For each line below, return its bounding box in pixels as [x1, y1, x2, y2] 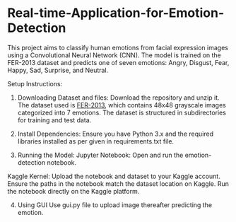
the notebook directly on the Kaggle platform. [7, 187, 140, 195]
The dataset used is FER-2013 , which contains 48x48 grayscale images [17, 100, 226, 109]
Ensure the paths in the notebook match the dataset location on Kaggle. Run [7, 179, 230, 188]
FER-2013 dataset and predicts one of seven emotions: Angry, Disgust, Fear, [7, 58, 230, 66]
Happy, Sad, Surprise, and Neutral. [7, 66, 109, 74]
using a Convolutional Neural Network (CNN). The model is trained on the [7, 51, 221, 59]
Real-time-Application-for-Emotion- [7, 5, 225, 21]
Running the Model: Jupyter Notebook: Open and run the [17, 151, 184, 159]
